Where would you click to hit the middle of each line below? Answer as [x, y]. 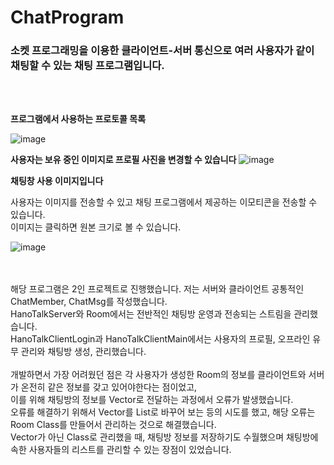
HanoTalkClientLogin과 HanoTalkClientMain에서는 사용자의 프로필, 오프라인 [160, 339]
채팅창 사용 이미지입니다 [57, 181]
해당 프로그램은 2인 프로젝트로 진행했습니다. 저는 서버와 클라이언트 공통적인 [157, 289]
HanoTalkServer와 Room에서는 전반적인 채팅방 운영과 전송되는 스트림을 [151, 314]
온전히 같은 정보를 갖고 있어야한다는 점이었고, [109, 387]
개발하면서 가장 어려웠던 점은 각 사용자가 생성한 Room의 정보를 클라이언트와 [158, 375]
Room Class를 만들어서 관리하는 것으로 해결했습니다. [113, 425]
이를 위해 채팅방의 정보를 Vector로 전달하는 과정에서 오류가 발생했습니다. [152, 400]
